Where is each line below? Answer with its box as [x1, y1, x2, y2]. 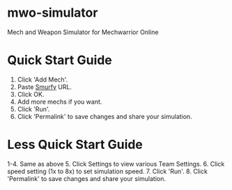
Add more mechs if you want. [17, 97, 102, 106]
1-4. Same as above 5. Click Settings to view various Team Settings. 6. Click [7, 159, 225, 168]
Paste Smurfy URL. [17, 82, 72, 91]
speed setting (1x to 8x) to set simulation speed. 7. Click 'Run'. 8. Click [7, 167, 208, 175]
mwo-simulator [7, 5, 98, 21]
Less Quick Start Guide [7, 137, 143, 152]
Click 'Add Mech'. [17, 75, 68, 84]
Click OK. [17, 90, 45, 98]
